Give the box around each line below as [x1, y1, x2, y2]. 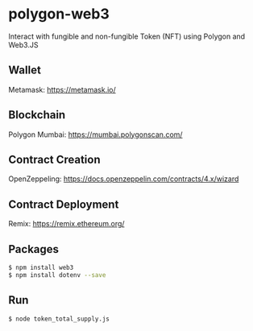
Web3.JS [8, 39, 39, 49]
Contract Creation [8, 152, 101, 166]
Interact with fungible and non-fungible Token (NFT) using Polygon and [8, 31, 246, 41]
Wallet [8, 64, 42, 77]
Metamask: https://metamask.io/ [8, 85, 117, 94]
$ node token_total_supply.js [8, 315, 110, 323]
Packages [8, 242, 59, 256]
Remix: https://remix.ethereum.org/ [8, 219, 125, 229]
